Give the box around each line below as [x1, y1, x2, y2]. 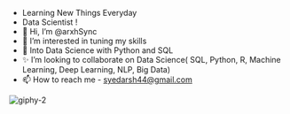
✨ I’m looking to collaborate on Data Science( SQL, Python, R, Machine [21, 55, 281, 65]
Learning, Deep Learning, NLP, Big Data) [21, 65, 171, 74]
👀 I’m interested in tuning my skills [21, 35, 147, 46]
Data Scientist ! [21, 17, 78, 27]
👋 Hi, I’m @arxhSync [21, 27, 98, 36]
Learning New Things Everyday [21, 8, 137, 18]
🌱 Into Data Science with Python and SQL [21, 45, 174, 56]
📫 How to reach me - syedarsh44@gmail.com [21, 74, 192, 85]
